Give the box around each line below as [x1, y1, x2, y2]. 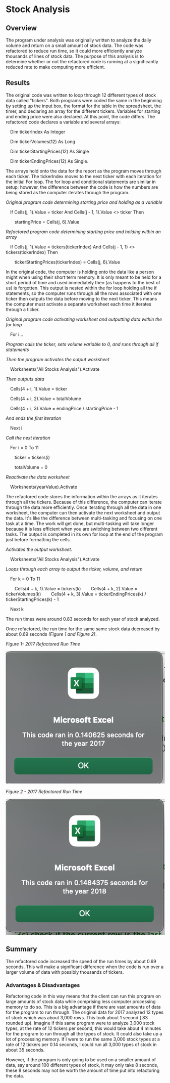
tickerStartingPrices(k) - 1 [6, 596, 59, 602]
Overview [6, 24, 37, 32]
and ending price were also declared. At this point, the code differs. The [6, 113, 155, 119]
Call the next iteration [6, 435, 51, 441]
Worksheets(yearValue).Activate [10, 484, 78, 490]
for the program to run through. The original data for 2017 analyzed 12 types [6, 1009, 163, 1015]
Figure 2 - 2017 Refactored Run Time [6, 789, 83, 795]
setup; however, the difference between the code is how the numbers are [6, 184, 158, 190]
